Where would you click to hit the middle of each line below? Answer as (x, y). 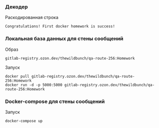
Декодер (16, 7)
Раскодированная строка (32, 18)
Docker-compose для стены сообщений (55, 101)
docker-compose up (24, 121)
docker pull (17, 76)
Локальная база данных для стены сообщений (64, 39)
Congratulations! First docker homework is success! (60, 26)
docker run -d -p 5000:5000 (34, 85)
